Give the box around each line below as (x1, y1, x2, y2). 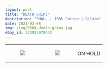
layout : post (5, 7, 32, 12)
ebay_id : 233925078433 (5, 30, 52, 35)
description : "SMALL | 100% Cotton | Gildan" (5, 16, 101, 21)
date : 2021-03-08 (5, 21, 41, 26)
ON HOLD (77, 50, 101, 57)
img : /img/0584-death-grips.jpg (5, 26, 72, 31)
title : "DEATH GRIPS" (5, 12, 50, 17)
